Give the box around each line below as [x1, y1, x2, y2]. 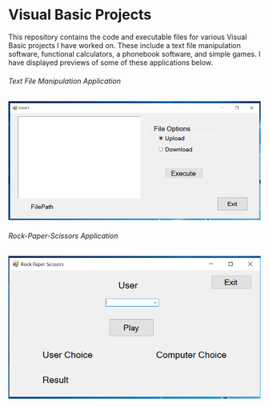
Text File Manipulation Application [8, 76, 122, 86]
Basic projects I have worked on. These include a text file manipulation [8, 40, 242, 50]
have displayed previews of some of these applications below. [8, 58, 214, 67]
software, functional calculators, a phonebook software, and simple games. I [8, 49, 261, 58]
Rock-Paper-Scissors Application [8, 231, 118, 240]
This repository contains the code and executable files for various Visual [8, 32, 247, 42]
